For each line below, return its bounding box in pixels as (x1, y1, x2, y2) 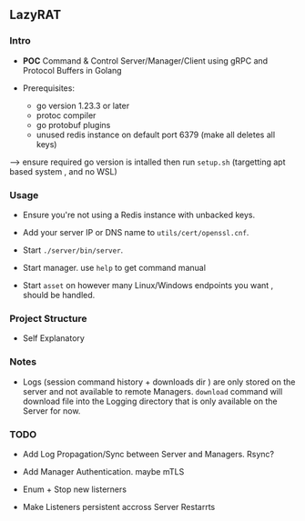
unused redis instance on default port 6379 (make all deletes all (36, 129, 276, 140)
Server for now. (22, 405, 81, 416)
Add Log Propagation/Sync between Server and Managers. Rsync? (22, 448, 275, 459)
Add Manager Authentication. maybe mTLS (22, 466, 185, 476)
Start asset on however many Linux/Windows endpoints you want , (22, 279, 274, 290)
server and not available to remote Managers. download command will (22, 386, 283, 396)
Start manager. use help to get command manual (22, 262, 207, 273)
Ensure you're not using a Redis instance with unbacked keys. (22, 209, 256, 220)
